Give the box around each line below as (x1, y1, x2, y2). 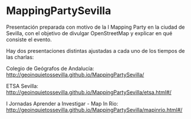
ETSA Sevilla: (6, 82, 38, 89)
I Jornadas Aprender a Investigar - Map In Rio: (6, 100, 118, 107)
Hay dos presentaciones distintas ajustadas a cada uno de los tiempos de (6, 47, 185, 54)
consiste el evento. (6, 36, 52, 43)
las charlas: (6, 53, 34, 60)
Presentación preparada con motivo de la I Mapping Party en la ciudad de (6, 23, 185, 30)
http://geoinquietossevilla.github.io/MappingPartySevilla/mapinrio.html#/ (6, 106, 183, 113)
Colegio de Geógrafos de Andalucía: (6, 64, 94, 72)
